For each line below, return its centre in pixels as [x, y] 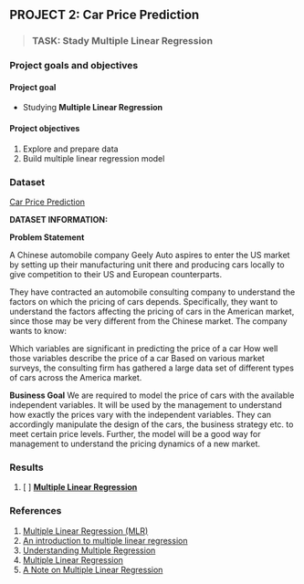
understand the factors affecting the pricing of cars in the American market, [152, 311]
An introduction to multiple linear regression [105, 540]
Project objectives [45, 129]
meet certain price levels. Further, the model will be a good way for [136, 433]
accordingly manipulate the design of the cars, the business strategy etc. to [152, 424]
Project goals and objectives [74, 66]
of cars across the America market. [76, 377]
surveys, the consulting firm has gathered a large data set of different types [152, 368]
